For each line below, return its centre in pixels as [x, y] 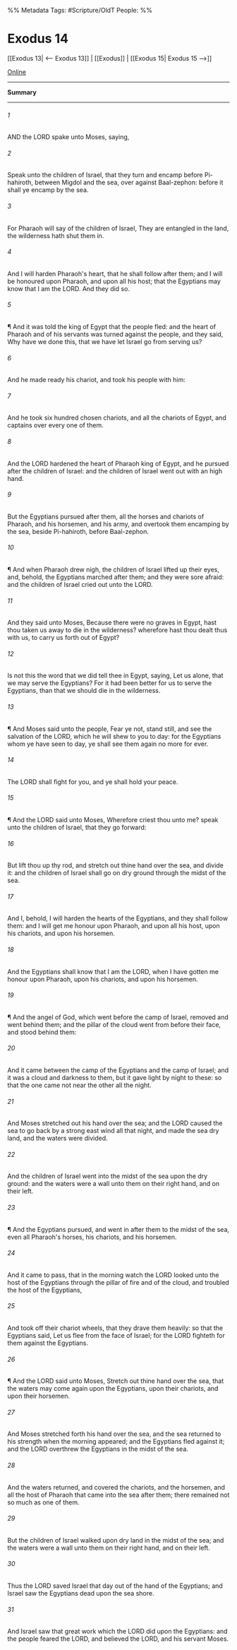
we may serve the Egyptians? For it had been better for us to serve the [110, 683]
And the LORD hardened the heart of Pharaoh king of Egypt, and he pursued [118, 463]
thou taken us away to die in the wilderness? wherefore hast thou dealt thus [117, 630]
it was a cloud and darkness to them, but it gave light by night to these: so [115, 1078]
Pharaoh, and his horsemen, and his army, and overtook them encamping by [118, 524]
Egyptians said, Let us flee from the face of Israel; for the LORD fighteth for [116, 1336]
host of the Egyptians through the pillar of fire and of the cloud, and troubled [118, 1282]
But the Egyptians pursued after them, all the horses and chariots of [106, 516]
